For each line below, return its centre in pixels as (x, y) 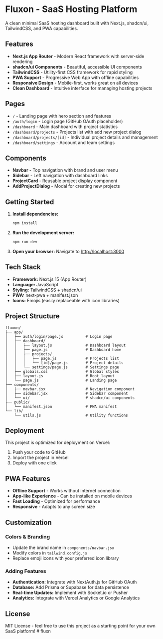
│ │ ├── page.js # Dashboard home (63, 350)
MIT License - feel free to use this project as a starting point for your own (81, 625)
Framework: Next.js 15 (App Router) (50, 279)
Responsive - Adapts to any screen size (54, 507)
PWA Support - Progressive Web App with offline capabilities (76, 77)
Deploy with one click (34, 463)
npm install (25, 223)
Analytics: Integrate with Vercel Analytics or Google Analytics (76, 598)
